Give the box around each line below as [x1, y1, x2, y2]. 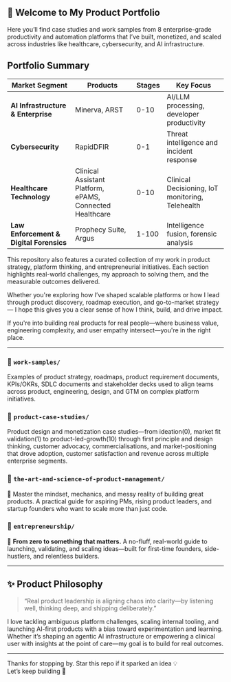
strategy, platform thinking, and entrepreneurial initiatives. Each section [7, 263, 209, 271]
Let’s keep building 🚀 [7, 667, 67, 675]
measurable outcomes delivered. [7, 277, 100, 285]
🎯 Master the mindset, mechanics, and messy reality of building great [7, 490, 204, 498]
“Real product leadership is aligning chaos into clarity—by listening [23, 596, 214, 605]
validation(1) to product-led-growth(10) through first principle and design [7, 435, 213, 443]
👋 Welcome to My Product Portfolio [7, 7, 160, 19]
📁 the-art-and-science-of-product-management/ [7, 474, 165, 483]
